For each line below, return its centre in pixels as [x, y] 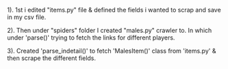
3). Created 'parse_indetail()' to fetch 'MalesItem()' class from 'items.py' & [112, 51]
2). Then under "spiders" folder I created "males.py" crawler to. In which [110, 30]
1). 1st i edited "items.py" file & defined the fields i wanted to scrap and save [114, 10]
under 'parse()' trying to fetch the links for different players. [91, 38]
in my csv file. [27, 17]
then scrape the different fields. [52, 58]
